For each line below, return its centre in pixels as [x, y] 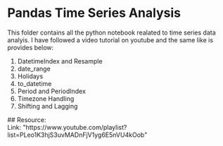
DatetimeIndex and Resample [60, 61]
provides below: [31, 47]
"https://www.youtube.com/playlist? [75, 127]
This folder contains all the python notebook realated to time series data [111, 32]
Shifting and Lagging [47, 106]
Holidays [30, 76]
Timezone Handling [46, 98]
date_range [34, 68]
